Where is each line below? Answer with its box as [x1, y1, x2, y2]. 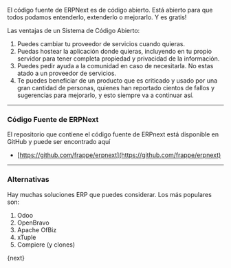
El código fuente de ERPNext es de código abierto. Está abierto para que [7, 6, 213, 14]
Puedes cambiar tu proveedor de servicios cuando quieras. [16, 40, 186, 48]
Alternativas [7, 175, 49, 185]
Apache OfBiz [16, 225, 57, 234]
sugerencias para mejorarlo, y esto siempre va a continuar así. [16, 91, 194, 99]
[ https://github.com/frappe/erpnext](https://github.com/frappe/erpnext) [16, 151, 221, 159]
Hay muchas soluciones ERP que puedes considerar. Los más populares [7, 190, 212, 198]
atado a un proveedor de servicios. [16, 69, 117, 77]
